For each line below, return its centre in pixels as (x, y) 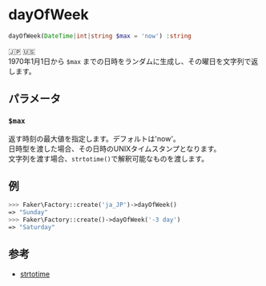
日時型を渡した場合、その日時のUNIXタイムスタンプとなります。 (115, 149)
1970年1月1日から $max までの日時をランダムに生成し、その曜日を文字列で (130, 61)
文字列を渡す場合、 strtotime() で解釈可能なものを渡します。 (109, 158)
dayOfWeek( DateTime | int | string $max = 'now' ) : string (100, 36)
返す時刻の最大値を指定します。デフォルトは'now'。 (94, 138)
